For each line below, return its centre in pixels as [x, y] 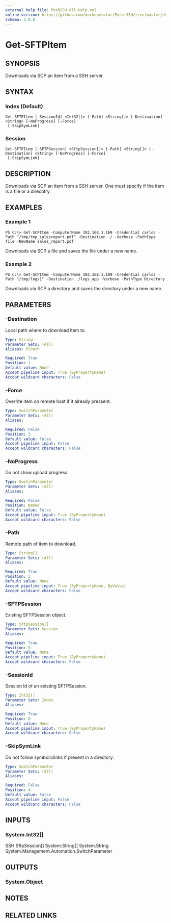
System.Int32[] [24, 834]
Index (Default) [24, 106]
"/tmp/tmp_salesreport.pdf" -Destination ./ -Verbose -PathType [86, 237]
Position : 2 [18, 577]
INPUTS [18, 820]
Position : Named [22, 505]
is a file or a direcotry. [28, 191]
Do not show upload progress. [37, 473]
